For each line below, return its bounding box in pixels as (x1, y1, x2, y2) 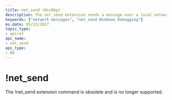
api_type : (5, 45, 27, 51)
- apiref (5, 31, 24, 36)
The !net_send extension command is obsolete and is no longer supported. (5, 89, 163, 95)
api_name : (5, 36, 27, 41)
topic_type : (5, 27, 31, 32)
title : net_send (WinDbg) (5, 7, 60, 13)
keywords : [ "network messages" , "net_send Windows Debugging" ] (5, 17, 143, 22)
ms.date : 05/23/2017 (5, 21, 50, 27)
